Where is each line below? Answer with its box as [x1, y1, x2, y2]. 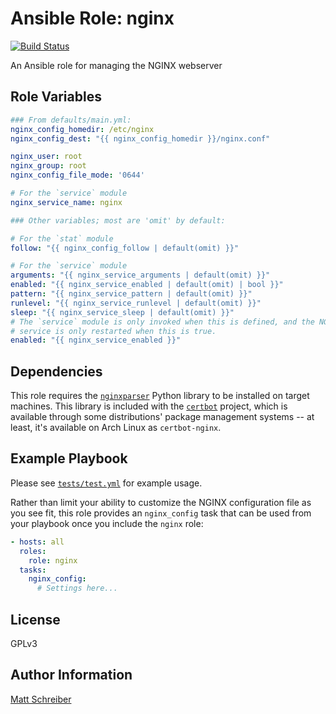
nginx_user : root [10, 152, 83, 162]
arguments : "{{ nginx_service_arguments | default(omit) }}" [10, 270, 271, 281]
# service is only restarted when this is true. [10, 326, 217, 336]
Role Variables [10, 88, 102, 106]
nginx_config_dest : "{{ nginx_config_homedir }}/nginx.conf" [10, 133, 271, 144]
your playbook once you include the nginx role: [10, 517, 204, 529]
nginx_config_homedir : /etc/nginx [10, 124, 155, 134]
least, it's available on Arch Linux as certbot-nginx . [10, 422, 222, 434]
